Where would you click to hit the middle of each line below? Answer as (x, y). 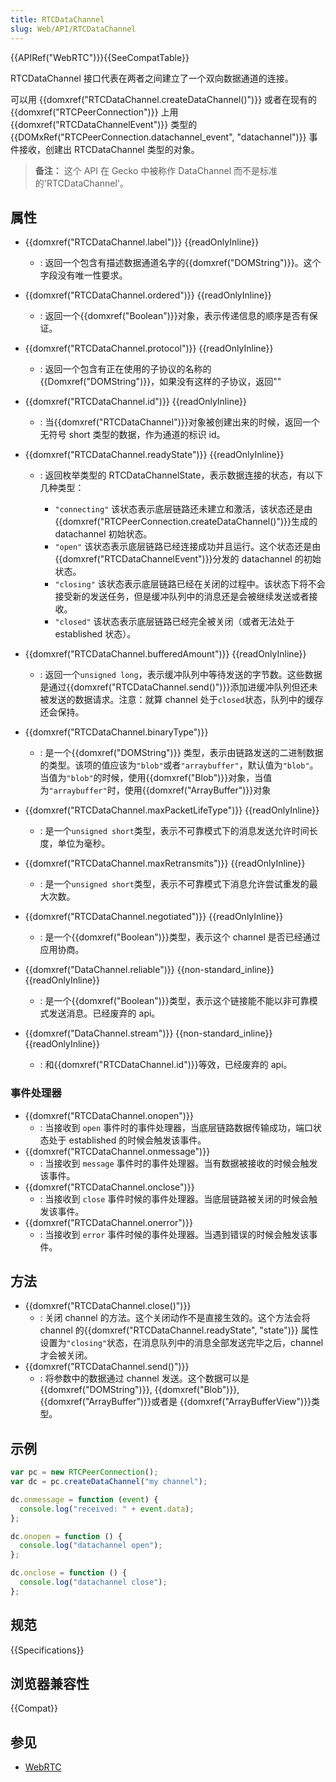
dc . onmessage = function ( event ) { (84, 1499)
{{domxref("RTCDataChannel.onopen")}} (109, 1115)
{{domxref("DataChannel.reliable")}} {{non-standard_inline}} (149, 970)
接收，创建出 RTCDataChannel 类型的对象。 (109, 149)
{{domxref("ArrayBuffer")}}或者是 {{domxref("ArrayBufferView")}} (175, 1402)
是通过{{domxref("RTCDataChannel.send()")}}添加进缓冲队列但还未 (178, 687)
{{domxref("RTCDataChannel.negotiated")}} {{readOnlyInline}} (154, 917)
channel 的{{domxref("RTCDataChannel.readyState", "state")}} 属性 (179, 1330)
